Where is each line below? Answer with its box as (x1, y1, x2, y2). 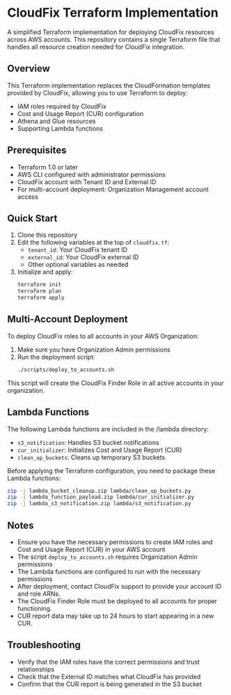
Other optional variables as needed (27, 261, 129, 269)
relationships (17, 665, 54, 673)
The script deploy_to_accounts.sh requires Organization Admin (17, 553, 198, 561)
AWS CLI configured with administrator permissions (17, 170, 166, 179)
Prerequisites (7, 145, 67, 156)
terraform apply (17, 294, 65, 302)
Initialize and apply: (17, 268, 73, 276)
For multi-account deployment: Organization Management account (17, 185, 209, 193)
